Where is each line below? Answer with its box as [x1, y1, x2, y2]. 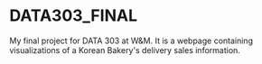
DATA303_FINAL [9, 5, 138, 26]
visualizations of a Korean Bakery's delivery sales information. [9, 44, 241, 55]
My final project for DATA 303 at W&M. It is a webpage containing [9, 35, 253, 46]
